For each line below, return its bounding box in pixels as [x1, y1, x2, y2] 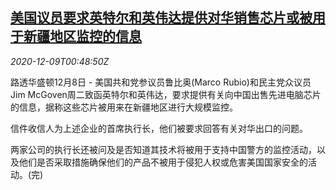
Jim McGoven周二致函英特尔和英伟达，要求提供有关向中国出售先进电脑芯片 [10, 88, 322, 100]
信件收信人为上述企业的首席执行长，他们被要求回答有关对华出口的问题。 [10, 122, 308, 134]
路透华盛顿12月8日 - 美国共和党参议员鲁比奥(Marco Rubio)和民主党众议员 [10, 76, 312, 88]
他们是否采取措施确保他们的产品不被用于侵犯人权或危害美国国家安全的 [18, 156, 308, 168]
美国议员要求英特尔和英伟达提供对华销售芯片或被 [10, 9, 313, 27]
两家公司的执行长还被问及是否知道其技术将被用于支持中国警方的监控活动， [10, 143, 317, 155]
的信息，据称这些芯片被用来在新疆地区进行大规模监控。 [10, 101, 238, 113]
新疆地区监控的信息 [23, 28, 142, 45]
